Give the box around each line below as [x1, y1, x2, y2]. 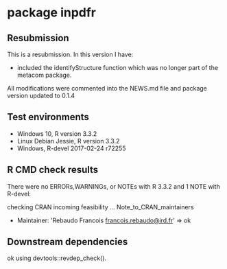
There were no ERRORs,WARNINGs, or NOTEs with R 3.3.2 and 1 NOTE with [7, 182, 221, 190]
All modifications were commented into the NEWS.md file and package [7, 84, 208, 92]
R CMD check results [7, 164, 99, 176]
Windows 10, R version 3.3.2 [16, 129, 97, 138]
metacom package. [16, 71, 72, 79]
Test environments [7, 111, 89, 123]
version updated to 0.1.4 [7, 91, 75, 100]
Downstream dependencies [7, 236, 128, 248]
